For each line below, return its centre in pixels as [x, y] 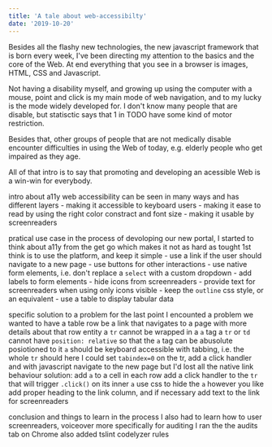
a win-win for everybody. [50, 181]
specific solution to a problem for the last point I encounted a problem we [131, 314]
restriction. [26, 123]
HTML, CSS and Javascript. [55, 72]
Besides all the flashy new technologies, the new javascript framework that [134, 46]
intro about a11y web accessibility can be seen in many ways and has [124, 196]
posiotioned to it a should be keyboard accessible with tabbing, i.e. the [127, 349]
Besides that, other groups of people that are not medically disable [120, 138]
